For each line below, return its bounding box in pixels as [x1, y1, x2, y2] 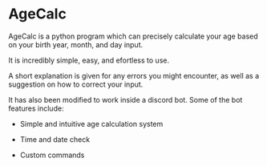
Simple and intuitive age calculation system [19, 119, 164, 128]
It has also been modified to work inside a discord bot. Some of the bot [8, 95, 243, 104]
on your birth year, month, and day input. [8, 39, 144, 49]
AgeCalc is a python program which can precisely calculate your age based [8, 31, 258, 41]
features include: [8, 103, 64, 113]
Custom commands [19, 150, 85, 160]
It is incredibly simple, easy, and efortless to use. [8, 55, 170, 65]
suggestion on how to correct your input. [8, 79, 144, 89]
